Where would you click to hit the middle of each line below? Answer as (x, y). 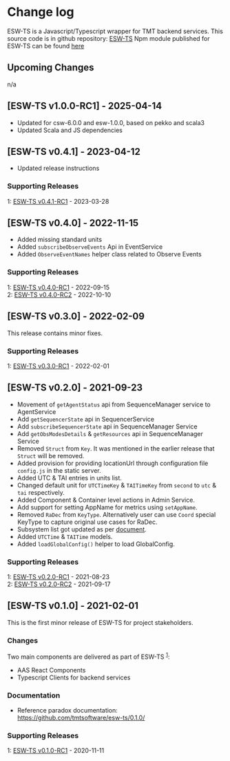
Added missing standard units (59, 240)
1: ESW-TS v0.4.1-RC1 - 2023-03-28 (58, 201)
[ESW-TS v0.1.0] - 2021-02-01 (73, 606)
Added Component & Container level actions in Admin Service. (106, 500)
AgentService (36, 411)
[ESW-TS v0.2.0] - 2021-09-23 (75, 388)
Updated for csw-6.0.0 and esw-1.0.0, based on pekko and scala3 (111, 122)
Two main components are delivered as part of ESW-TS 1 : (88, 656)
